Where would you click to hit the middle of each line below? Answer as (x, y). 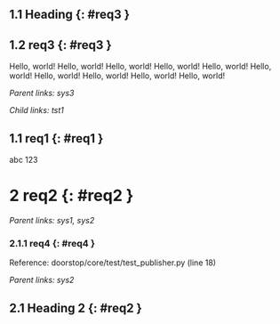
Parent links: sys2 (42, 280)
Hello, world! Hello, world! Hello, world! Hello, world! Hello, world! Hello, (140, 67)
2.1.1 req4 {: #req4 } (52, 243)
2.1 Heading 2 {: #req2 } (76, 308)
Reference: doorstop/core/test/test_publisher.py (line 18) (112, 263)
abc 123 (24, 160)
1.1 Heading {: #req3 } (70, 15)
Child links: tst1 (37, 110)
